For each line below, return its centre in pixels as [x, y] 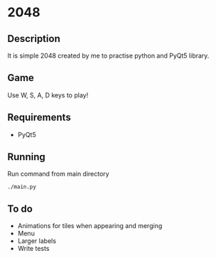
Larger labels [37, 241]
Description [34, 39]
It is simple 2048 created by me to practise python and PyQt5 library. [108, 55]
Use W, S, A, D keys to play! [48, 95]
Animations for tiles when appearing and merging [90, 226]
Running [27, 157]
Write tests [33, 249]
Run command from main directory [58, 174]
